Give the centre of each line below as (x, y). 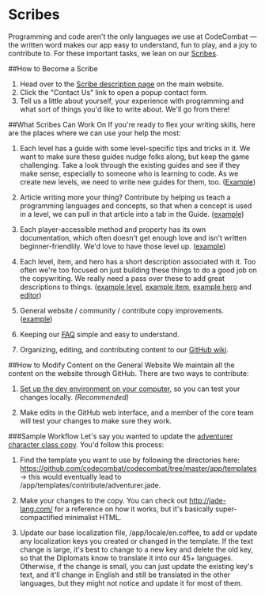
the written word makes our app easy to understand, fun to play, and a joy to (132, 44)
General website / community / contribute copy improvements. (121, 310)
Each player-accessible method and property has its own (113, 229)
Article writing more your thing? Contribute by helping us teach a (125, 197)
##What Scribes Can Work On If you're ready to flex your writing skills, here (132, 124)
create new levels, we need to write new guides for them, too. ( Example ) (137, 182)
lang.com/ (36, 509)
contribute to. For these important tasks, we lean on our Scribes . (113, 53)
